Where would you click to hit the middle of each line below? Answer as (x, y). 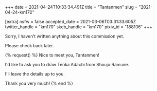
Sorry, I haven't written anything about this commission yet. (65, 36)
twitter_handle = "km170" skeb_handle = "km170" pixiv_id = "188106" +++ (79, 27)
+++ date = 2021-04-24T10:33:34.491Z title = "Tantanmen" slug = (71, 7)
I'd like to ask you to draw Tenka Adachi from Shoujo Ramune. (67, 64)
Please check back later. (30, 45)
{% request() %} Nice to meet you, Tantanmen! (52, 55)
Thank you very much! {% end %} (39, 83)
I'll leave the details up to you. (35, 74)
